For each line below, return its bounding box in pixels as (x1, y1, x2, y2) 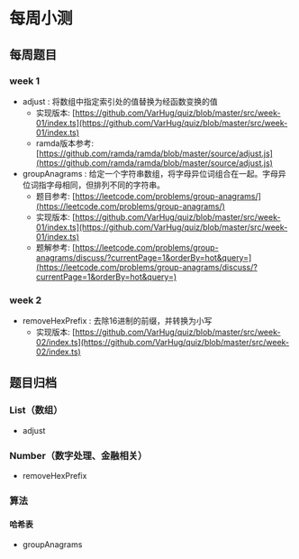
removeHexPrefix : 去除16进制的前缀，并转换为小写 (22, 316, 213, 326)
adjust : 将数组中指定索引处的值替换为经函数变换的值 (22, 96, 218, 106)
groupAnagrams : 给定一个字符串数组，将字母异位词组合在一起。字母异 (22, 168, 286, 179)
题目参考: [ (35, 190, 76, 201)
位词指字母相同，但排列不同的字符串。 (22, 179, 165, 190)
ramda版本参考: (35, 137, 95, 149)
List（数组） (9, 404, 63, 417)
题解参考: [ (35, 242, 76, 252)
